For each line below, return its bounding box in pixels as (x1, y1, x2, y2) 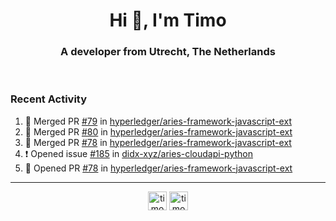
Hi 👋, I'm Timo (109, 9, 227, 32)
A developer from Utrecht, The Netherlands (60, 45, 276, 59)
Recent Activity (10, 92, 88, 106)
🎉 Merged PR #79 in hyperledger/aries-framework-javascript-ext (24, 115, 292, 127)
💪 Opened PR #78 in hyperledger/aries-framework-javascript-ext (24, 162, 293, 174)
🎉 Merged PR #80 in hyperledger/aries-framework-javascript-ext (24, 125, 293, 138)
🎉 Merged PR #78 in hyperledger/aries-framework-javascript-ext (24, 136, 292, 148)
